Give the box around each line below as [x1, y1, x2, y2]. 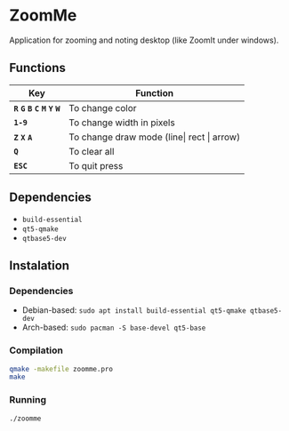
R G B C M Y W [13, 103, 60, 114]
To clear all [68, 145, 115, 157]
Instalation [9, 258, 69, 273]
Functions [9, 60, 67, 76]
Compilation [9, 344, 64, 356]
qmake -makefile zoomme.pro [9, 364, 114, 373]
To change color [68, 101, 137, 114]
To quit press [68, 159, 124, 172]
